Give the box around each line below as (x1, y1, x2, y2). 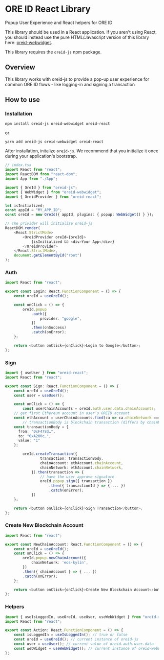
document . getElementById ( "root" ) (14, 253, 82, 258)
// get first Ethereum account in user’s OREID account (14, 411, 130, 416)
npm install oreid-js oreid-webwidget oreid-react (5, 121, 110, 126)
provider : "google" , (40, 316, 82, 321)
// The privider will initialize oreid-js (5, 221, 93, 226)
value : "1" (18, 438, 41, 443)
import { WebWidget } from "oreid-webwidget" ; (5, 189, 102, 194)
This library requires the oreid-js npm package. (5, 49, 102, 55)
